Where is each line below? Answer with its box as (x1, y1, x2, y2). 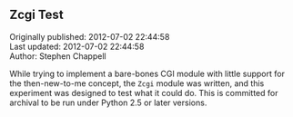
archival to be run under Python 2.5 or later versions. (9, 97, 207, 108)
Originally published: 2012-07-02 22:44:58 (9, 31, 170, 42)
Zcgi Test (9, 7, 64, 23)
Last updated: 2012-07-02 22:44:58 (9, 41, 145, 52)
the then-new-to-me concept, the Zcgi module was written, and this (9, 77, 265, 89)
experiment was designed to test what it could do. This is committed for (9, 87, 278, 98)
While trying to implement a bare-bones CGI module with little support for (9, 68, 285, 79)
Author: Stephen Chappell (9, 50, 106, 62)
